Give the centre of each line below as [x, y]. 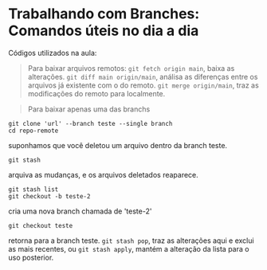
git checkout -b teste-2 [49, 196]
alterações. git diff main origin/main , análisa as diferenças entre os [143, 76]
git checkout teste [41, 225]
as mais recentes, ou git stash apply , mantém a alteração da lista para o [129, 248]
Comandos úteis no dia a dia [104, 31]
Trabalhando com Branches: [104, 14]
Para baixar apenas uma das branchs [89, 109]
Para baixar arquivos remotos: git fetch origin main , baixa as [131, 68]
